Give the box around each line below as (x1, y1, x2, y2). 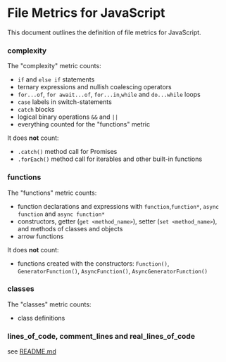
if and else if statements (17, 75, 95, 84)
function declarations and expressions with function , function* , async (17, 202, 220, 210)
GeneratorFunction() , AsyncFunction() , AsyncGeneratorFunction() (17, 266, 208, 275)
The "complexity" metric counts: (7, 62, 101, 70)
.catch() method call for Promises (17, 148, 118, 156)
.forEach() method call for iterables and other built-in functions (17, 155, 203, 163)
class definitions (17, 313, 65, 322)
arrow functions (17, 232, 64, 240)
